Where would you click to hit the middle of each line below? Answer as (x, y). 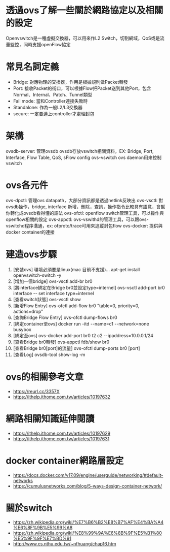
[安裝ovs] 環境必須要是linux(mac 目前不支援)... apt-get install (76, 269)
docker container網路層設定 (65, 461)
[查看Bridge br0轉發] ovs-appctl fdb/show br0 (61, 342)
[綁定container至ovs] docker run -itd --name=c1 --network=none (81, 323)
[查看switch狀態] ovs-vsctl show (47, 299)
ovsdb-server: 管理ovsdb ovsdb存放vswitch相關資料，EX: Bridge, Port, (80, 151)
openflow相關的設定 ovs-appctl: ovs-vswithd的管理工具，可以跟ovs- (77, 219)
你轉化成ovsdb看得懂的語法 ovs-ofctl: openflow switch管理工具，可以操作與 (85, 213)
